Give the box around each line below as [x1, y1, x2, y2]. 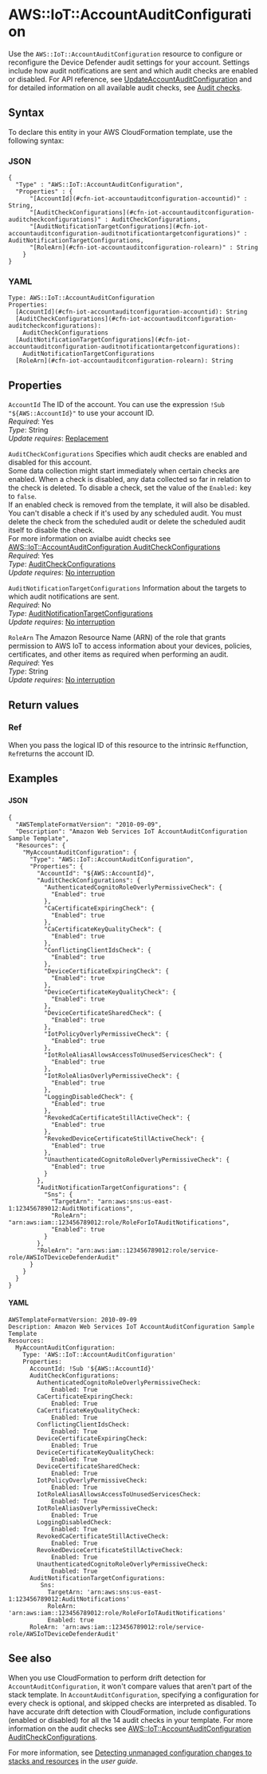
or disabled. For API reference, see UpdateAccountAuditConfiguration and [8, 74, 253, 84]
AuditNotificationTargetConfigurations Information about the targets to [8, 583, 247, 593]
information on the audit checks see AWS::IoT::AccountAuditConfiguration [8, 1724, 252, 1733]
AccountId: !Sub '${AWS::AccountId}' [29, 1365, 155, 1373]
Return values [8, 698, 80, 712]
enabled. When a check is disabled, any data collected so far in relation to [8, 475, 251, 484]
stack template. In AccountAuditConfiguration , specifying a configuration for [8, 1689, 259, 1699]
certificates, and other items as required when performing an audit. [8, 650, 229, 659]
